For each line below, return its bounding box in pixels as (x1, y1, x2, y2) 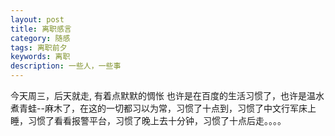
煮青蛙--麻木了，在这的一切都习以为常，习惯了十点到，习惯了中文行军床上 (10, 102, 317, 114)
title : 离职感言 (10, 24, 72, 34)
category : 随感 (10, 33, 71, 43)
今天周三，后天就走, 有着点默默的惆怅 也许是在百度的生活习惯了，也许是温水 (10, 90, 325, 101)
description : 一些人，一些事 (10, 61, 122, 71)
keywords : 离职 (10, 52, 71, 62)
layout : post (10, 14, 65, 25)
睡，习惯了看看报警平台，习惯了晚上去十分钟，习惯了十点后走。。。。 (10, 115, 287, 126)
